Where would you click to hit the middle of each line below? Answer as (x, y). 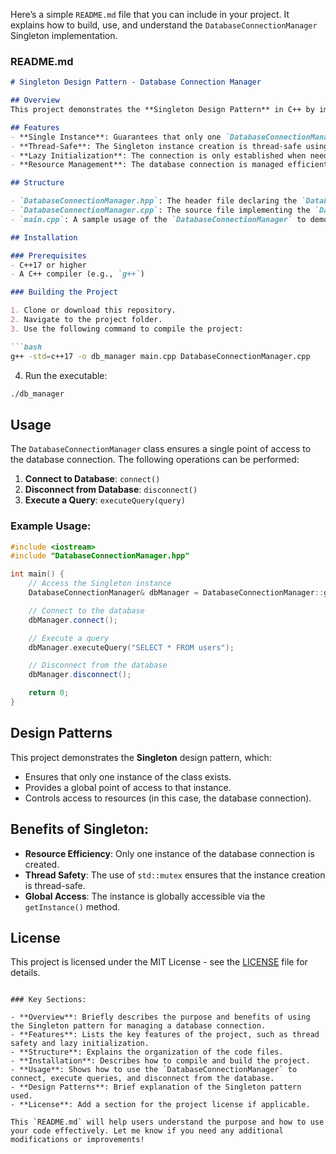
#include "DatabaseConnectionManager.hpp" (100, 556)
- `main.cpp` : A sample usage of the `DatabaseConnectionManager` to (158, 219)
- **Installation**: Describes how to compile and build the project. (160, 1061)
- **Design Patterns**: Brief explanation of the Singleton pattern (156, 1087)
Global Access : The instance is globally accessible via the (145, 896)
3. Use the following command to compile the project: (127, 329)
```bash (26, 347)
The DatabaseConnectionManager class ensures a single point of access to (161, 449)
